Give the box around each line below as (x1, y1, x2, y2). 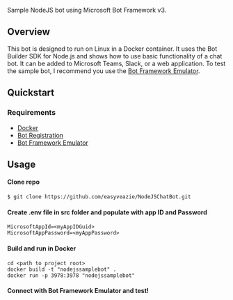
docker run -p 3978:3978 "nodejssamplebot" (7, 271, 136, 279)
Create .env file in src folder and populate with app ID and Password (7, 208, 207, 216)
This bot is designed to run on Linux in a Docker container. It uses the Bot (7, 45, 218, 53)
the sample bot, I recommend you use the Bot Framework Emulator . (7, 66, 200, 75)
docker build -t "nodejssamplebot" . (7, 266, 117, 273)
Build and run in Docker (7, 244, 77, 253)
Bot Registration (17, 131, 64, 139)
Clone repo (7, 177, 40, 187)
